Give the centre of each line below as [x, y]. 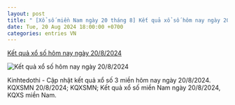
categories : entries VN [42, 33]
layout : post [26, 14]
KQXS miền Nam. [32, 95]
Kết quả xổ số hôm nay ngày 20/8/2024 [65, 53]
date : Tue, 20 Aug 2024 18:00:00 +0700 [65, 27]
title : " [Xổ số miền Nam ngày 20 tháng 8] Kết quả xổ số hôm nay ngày [114, 20]
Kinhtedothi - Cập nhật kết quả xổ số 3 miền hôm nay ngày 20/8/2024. [109, 80]
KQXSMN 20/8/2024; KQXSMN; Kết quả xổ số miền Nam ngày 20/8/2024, [114, 87]
